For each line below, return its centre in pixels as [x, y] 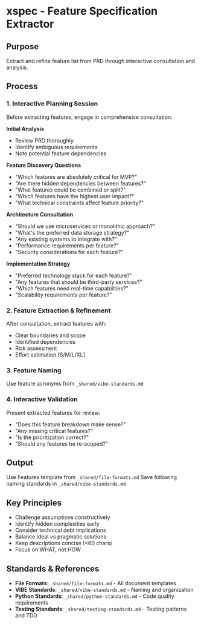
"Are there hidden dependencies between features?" [81, 183]
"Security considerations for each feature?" [69, 252]
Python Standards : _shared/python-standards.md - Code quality [95, 596]
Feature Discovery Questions [44, 165]
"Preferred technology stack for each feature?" [74, 275]
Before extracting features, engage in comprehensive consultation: [90, 117]
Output [20, 462]
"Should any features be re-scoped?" [62, 443]
